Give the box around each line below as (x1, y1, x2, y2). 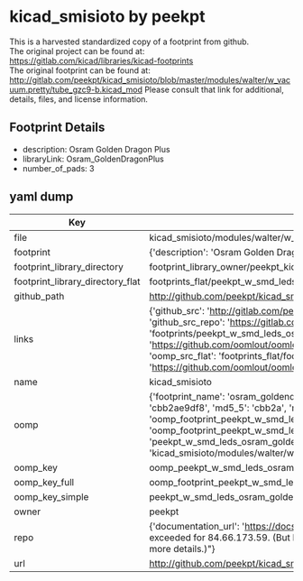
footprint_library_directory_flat (14, 275, 141, 288)
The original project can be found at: (9, 45, 145, 56)
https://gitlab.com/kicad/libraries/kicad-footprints (9, 55, 194, 66)
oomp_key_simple (14, 490, 89, 503)
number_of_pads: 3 (22, 162, 95, 173)
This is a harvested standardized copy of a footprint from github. (9, 36, 250, 47)
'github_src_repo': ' (148, 316, 231, 328)
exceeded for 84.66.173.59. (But (148, 530, 290, 543)
